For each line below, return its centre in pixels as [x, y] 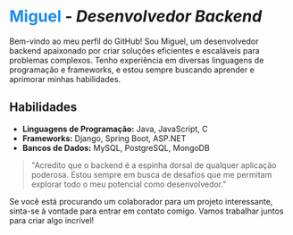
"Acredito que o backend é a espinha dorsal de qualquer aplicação [154, 165]
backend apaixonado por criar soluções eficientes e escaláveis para [135, 50]
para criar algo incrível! [52, 220]
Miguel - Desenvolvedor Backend [136, 17]
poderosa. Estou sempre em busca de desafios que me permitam [151, 174]
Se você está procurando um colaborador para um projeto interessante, [141, 201]
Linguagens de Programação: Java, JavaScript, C [115, 129]
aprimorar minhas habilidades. [65, 79]
